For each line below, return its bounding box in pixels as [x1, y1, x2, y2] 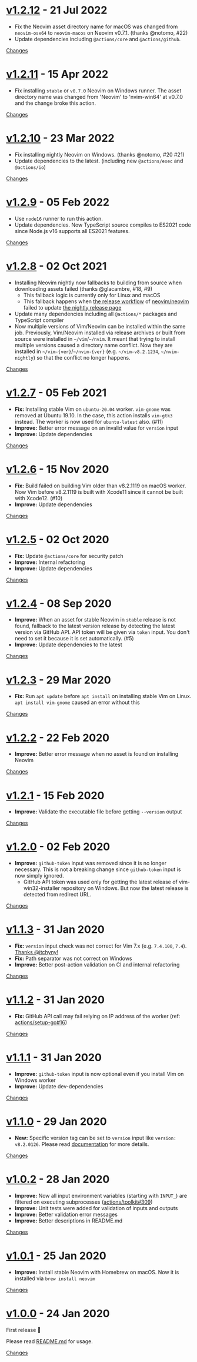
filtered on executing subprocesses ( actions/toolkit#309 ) [14, 1198, 153, 1205]
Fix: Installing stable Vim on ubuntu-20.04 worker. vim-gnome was [14, 406, 171, 413]
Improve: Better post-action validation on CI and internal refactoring [14, 961, 180, 968]
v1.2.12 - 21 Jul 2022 [6, 4, 108, 17]
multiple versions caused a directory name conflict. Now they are [14, 341, 173, 348]
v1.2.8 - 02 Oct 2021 [6, 260, 107, 273]
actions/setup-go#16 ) [14, 1019, 68, 1026]
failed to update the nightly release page [23, 304, 122, 311]
